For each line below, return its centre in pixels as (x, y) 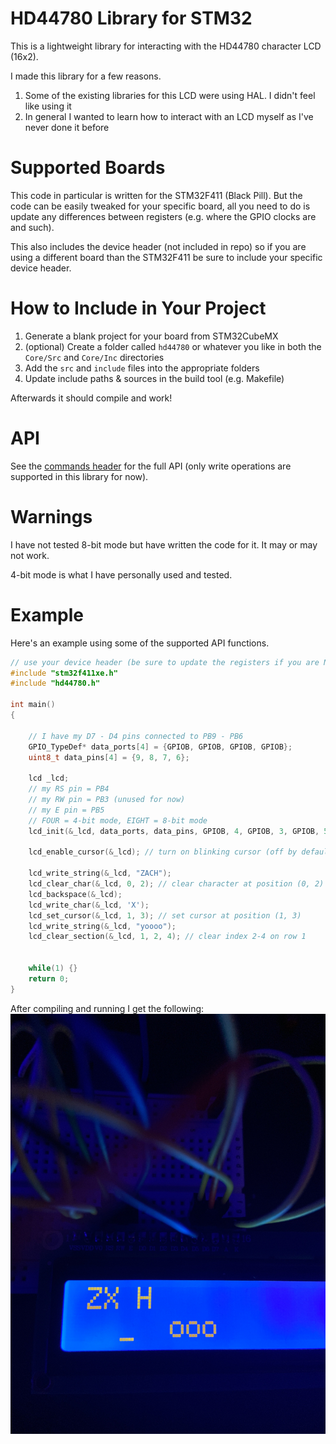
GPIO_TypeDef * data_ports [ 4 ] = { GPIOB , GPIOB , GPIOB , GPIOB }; (160, 747)
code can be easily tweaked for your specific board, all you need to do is (160, 206)
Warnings (51, 516)
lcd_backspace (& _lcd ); (75, 894)
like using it (48, 106)
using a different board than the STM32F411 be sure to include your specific (166, 257)
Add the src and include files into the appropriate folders (142, 368)
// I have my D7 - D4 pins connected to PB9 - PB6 (136, 736)
